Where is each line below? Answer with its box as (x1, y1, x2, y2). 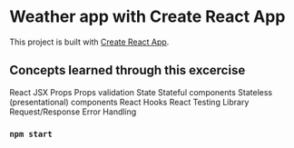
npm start (9, 129, 53, 139)
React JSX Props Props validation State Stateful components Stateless (9, 86, 273, 97)
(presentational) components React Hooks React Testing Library (9, 96, 250, 107)
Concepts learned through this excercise (9, 63, 246, 78)
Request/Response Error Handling (9, 106, 137, 117)
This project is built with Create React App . (9, 36, 170, 47)
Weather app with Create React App (9, 6, 286, 27)
